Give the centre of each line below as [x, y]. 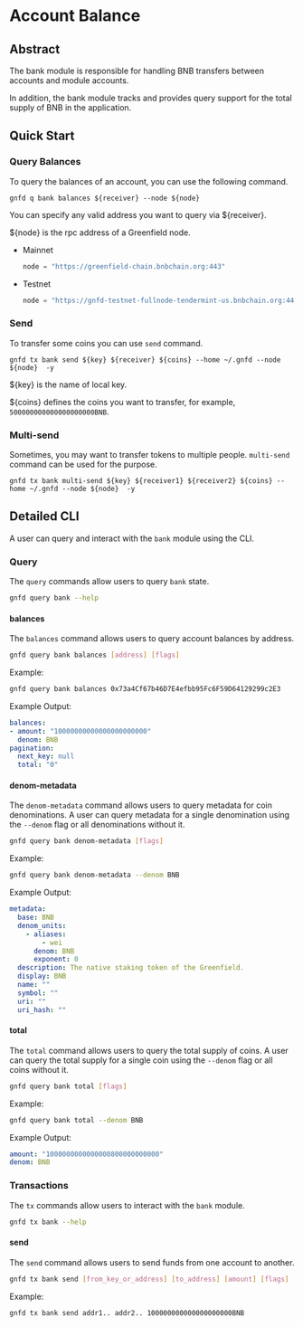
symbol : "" [38, 993]
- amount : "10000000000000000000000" [80, 731]
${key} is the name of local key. [68, 384]
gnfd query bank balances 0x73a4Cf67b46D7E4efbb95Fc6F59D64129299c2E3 [145, 689]
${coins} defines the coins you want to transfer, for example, [123, 402]
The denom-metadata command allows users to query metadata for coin [141, 805]
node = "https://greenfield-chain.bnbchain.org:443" [124, 266]
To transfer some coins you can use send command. [106, 343]
